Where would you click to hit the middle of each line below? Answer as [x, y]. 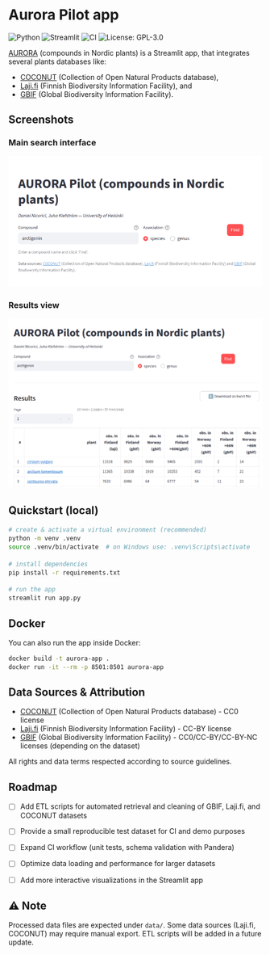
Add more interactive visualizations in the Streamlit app [112, 880]
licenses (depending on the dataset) [80, 746]
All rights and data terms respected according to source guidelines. [120, 762]
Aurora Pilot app [64, 15]
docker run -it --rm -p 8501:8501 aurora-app [86, 667]
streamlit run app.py [45, 598]
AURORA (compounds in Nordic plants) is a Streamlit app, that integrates [129, 53]
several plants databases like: [58, 61]
